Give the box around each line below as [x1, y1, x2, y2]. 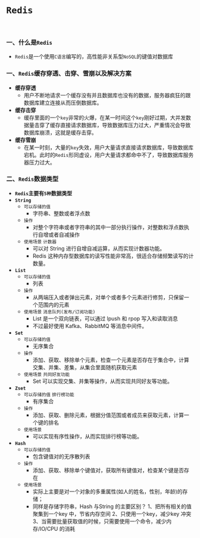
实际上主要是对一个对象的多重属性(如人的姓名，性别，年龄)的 [32, 488, 183, 495]
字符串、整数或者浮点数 [32, 209, 90, 217]
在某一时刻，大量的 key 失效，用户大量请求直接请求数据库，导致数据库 [23, 144, 194, 151]
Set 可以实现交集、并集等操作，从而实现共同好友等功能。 [32, 378, 173, 385]
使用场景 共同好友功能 [23, 372, 70, 378]
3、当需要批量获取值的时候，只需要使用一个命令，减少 [32, 518, 167, 525]
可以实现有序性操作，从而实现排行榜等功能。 [32, 432, 143, 440]
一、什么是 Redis [6, 38, 52, 47]
